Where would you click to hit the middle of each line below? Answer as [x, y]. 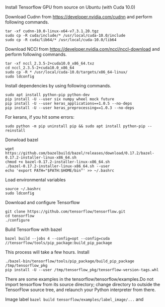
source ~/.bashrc [23, 189]
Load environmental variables [36, 180]
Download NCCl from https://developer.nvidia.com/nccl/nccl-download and [82, 49]
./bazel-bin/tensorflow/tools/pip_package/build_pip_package [70, 261]
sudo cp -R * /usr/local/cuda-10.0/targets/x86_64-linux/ [66, 72]
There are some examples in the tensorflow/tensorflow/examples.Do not [79, 279]
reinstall [15, 131]
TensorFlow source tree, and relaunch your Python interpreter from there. [81, 290]
